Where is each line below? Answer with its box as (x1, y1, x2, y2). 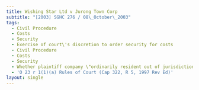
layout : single (6, 75, 44, 81)
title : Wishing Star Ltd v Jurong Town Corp (6, 8, 118, 15)
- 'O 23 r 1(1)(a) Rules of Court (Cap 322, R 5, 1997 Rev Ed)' (11, 69, 174, 75)
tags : (6, 20, 20, 25)
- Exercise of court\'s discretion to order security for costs (11, 42, 174, 48)
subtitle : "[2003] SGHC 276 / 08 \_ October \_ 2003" (6, 14, 131, 20)
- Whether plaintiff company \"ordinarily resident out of (11, 63, 161, 70)
